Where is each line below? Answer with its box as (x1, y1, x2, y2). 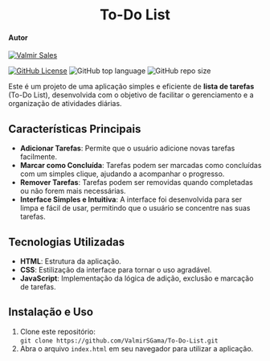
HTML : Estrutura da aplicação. (19, 256, 122, 266)
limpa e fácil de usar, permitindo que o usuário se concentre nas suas (19, 203, 251, 213)
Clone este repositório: (19, 326, 96, 336)
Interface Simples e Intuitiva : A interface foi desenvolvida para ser (19, 195, 243, 204)
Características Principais (8, 122, 141, 136)
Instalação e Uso (8, 306, 94, 319)
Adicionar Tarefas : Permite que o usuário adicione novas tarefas (19, 143, 235, 154)
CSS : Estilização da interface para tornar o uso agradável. (19, 265, 212, 275)
